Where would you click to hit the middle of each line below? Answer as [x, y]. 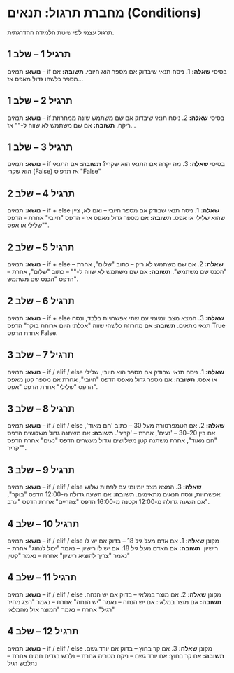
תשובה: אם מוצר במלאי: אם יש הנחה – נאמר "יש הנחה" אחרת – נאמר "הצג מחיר [114, 601]
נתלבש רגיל [22, 663]
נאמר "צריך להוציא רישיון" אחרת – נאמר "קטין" [69, 556]
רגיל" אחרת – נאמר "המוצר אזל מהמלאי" [61, 609]
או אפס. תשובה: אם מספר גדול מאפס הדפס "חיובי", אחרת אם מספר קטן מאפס [112, 379]
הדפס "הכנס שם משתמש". [43, 279]
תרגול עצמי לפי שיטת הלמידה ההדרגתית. [61, 32]
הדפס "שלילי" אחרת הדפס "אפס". [53, 386]
